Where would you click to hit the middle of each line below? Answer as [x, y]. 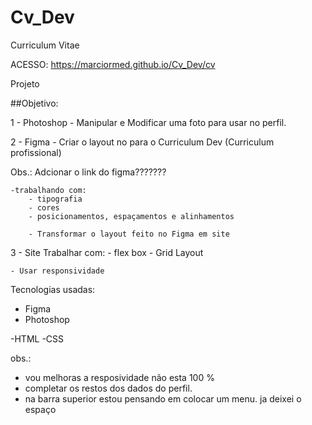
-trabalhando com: [48, 190]
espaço [40, 409]
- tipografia [55, 199]
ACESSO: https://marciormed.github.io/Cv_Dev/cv [113, 64]
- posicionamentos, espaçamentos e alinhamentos [131, 216]
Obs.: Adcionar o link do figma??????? [88, 172]
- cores [44, 207]
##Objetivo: [34, 103]
